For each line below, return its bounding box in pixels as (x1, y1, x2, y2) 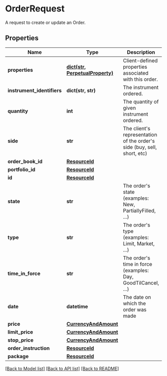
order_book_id (7, 158, 43, 165)
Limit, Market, (123, 240, 155, 247)
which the (123, 300, 146, 307)
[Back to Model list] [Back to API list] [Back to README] (5, 366, 119, 372)
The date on (123, 293, 152, 300)
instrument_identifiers (7, 87, 62, 94)
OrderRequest (5, 3, 65, 14)
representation (123, 131, 158, 138)
